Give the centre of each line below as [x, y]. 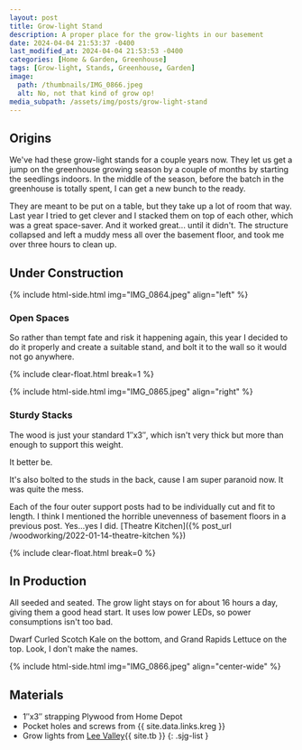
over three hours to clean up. [63, 245]
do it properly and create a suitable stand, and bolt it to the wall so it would [148, 347]
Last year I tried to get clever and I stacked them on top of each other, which [151, 216]
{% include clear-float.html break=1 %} [82, 375]
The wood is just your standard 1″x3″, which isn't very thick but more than [146, 435]
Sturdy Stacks [41, 415]
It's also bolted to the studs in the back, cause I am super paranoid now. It [146, 479]
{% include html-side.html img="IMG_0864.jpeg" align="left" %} [129, 295]
